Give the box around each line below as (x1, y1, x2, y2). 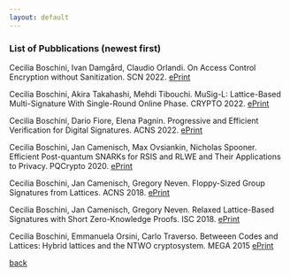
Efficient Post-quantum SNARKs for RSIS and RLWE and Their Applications (9, 151, 281, 162)
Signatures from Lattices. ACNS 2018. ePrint (9, 187, 171, 197)
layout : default (9, 12, 69, 22)
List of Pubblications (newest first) (9, 42, 162, 54)
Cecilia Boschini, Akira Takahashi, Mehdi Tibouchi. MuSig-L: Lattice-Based (9, 88, 281, 99)
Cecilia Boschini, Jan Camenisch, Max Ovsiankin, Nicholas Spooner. (9, 142, 257, 152)
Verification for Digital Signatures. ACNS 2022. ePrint (9, 125, 203, 135)
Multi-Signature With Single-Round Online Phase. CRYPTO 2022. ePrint (9, 98, 270, 109)
